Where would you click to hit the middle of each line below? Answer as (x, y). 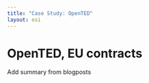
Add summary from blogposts (49, 72)
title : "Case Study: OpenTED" (50, 13)
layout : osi (24, 20)
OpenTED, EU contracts (75, 53)
